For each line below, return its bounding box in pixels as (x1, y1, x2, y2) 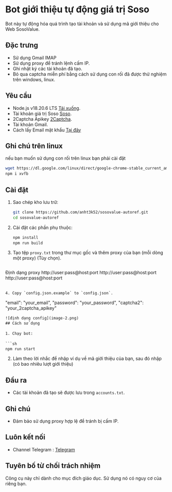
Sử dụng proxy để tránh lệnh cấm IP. (12, 60, 90, 66)
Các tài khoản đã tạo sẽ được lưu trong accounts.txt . (12, 389, 125, 396)
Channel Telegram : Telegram (12, 446, 75, 452)
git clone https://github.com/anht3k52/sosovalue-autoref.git (12, 210, 148, 215)
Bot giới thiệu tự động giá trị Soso (5, 4, 149, 15)
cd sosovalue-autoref (12, 215, 59, 220)
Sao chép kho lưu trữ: (12, 199, 59, 205)
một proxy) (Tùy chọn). (12, 255, 61, 261)
